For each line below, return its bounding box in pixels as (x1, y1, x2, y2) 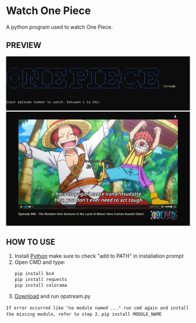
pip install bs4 (14, 271, 54, 277)
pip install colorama (14, 283, 67, 288)
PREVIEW (6, 40, 42, 50)
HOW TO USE (6, 237, 55, 247)
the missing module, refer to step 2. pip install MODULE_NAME (6, 311, 162, 317)
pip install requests (14, 277, 67, 283)
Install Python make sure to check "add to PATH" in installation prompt (14, 253, 184, 260)
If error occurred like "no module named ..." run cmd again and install (6, 305, 190, 311)
